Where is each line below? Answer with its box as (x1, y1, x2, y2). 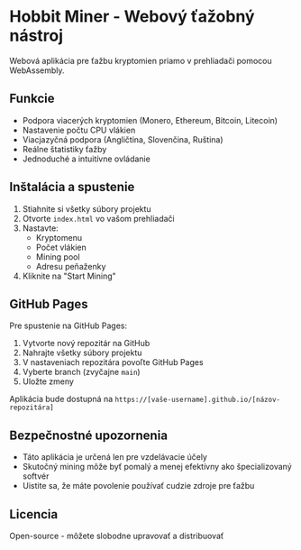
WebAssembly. (9, 65, 65, 76)
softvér (22, 471, 50, 481)
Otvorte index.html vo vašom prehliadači (22, 213, 176, 224)
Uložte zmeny (22, 376, 75, 387)
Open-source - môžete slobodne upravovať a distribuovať (9, 530, 224, 541)
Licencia (9, 507, 59, 522)
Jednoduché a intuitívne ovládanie (22, 153, 150, 164)
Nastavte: (22, 223, 59, 234)
